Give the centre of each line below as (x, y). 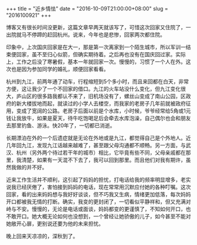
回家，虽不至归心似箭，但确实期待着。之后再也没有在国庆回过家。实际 (101, 54)
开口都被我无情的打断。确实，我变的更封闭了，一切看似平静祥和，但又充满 (96, 202)
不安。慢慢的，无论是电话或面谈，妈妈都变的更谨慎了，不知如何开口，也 (103, 209)
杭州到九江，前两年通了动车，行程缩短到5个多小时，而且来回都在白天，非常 (98, 81)
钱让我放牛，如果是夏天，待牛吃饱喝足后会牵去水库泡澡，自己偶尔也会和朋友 (98, 118)
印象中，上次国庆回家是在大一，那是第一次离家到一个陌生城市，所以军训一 (96, 47)
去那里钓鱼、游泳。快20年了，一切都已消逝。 (61, 125)
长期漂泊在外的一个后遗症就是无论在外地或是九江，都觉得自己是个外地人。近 (98, 138)
